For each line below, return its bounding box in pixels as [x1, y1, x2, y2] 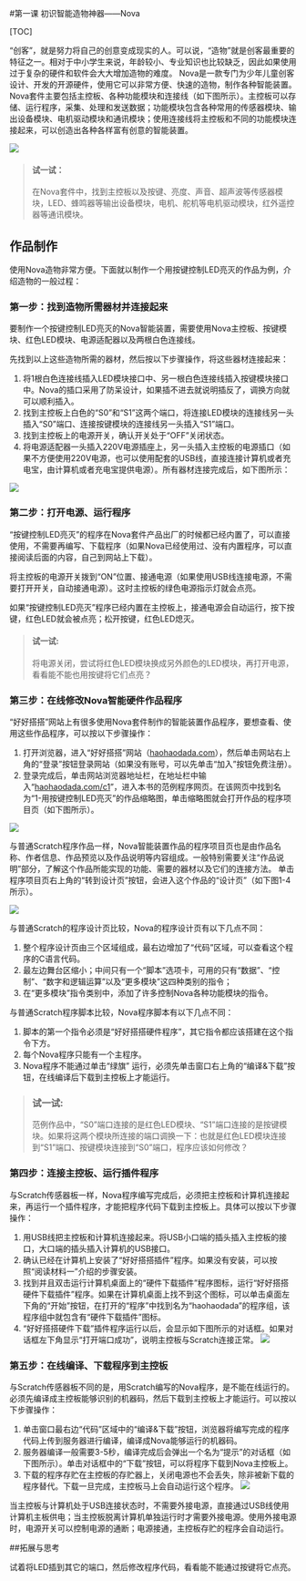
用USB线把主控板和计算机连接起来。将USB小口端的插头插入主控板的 [22, 1231, 280, 1242]
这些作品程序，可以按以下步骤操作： [16, 728, 153, 739]
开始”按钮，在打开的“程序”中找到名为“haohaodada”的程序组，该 [49, 1299, 291, 1310]
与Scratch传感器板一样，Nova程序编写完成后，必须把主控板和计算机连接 [9, 1189, 282, 1200]
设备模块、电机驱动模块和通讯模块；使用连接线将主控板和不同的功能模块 [16, 113, 289, 124]
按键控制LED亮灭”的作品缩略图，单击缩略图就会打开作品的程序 [49, 793, 284, 804]
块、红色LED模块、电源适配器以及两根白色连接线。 [9, 334, 200, 345]
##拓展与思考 [9, 1543, 60, 1553]
